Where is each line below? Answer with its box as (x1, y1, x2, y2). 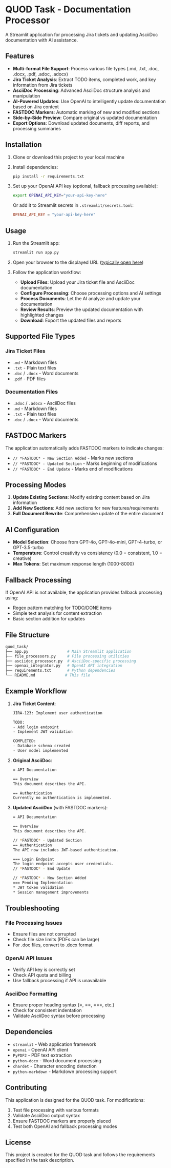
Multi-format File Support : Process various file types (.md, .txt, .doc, (12, 65, 159, 71)
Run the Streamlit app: (12, 240, 60, 246)
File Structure (5, 630, 50, 639)
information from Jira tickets (12, 82, 73, 88)
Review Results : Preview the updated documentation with (20, 306, 143, 313)
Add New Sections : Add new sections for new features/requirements (12, 505, 159, 511)
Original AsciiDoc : (12, 757, 52, 763)
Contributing (5, 1083, 47, 1092)
